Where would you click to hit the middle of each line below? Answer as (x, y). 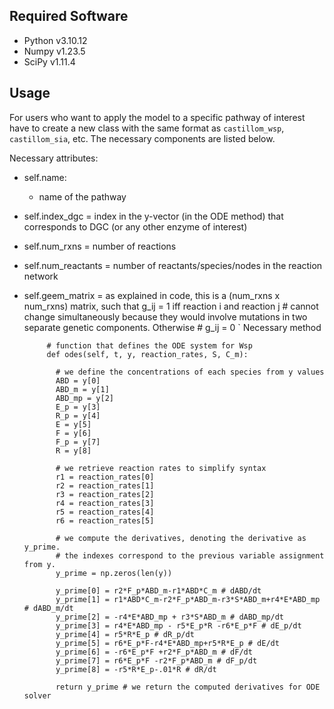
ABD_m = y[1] (82, 389)
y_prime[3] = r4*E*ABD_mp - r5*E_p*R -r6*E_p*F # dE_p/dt (178, 625)
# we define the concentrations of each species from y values (190, 372)
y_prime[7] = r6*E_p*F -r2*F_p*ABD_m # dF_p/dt (156, 660)
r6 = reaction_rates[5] (105, 520)
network (41, 276)
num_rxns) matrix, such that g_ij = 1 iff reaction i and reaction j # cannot (171, 306)
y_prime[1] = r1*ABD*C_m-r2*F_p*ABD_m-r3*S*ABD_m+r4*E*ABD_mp (188, 599)
